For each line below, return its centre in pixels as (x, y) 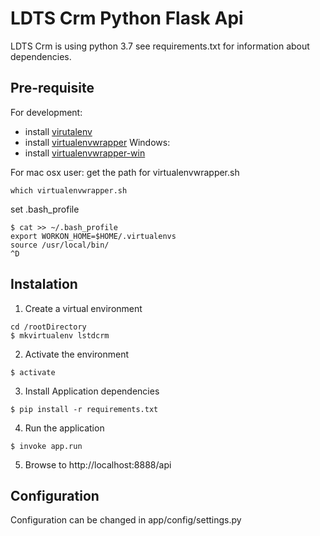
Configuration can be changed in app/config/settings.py (126, 520)
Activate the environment (77, 354)
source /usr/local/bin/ (60, 245)
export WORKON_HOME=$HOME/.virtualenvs (93, 236)
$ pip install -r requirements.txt (84, 409)
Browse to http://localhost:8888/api (98, 464)
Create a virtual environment (83, 308)
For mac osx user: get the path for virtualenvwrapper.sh (125, 172)
